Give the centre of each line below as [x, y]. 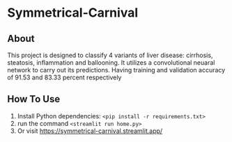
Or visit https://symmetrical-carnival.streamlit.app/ [90, 131]
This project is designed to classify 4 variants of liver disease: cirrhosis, [110, 55]
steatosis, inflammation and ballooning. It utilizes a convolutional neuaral [111, 63]
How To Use [34, 99]
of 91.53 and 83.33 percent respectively [64, 77]
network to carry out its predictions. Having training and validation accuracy [116, 70]
